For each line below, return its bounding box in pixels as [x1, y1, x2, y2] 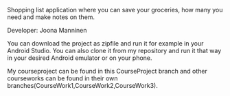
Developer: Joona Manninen [7, 27, 87, 34]
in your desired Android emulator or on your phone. [7, 54, 152, 62]
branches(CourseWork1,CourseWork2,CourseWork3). [7, 82, 158, 89]
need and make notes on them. [7, 13, 95, 21]
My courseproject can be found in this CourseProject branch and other [7, 67, 208, 75]
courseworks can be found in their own [7, 74, 118, 82]
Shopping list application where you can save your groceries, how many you [7, 6, 223, 14]
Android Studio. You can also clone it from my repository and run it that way [7, 47, 222, 54]
